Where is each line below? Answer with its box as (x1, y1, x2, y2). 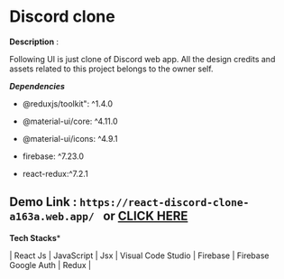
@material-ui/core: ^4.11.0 (22, 116, 119, 126)
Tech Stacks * (9, 232, 61, 243)
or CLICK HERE (103, 209, 188, 224)
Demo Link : (9, 194, 78, 209)
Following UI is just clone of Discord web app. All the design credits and (9, 53, 276, 64)
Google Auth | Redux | (9, 259, 92, 270)
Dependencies (9, 80, 66, 91)
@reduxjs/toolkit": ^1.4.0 (22, 98, 114, 109)
